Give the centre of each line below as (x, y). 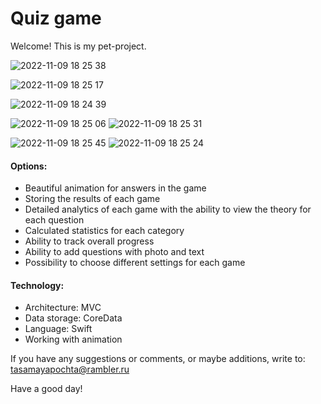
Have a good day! (46, 389)
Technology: (37, 285)
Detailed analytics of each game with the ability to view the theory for (168, 209)
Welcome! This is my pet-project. (78, 46)
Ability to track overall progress (89, 241)
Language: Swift (58, 329)
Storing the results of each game (92, 199)
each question (54, 220)
